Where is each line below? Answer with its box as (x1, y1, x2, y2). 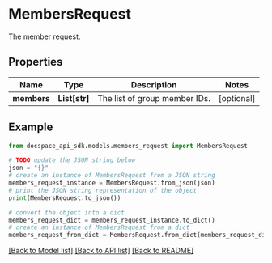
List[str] (57, 92, 90, 104)
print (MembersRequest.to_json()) (8, 193, 121, 202)
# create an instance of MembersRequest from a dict (8, 223, 190, 231)
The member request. (8, 32, 81, 41)
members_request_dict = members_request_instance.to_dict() (8, 216, 216, 224)
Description (130, 78, 177, 90)
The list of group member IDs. (96, 92, 210, 104)
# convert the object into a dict (8, 208, 125, 217)
